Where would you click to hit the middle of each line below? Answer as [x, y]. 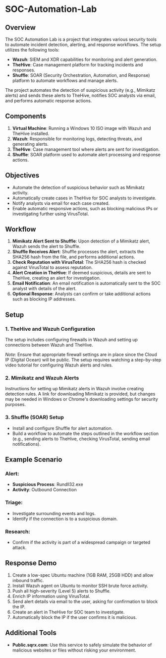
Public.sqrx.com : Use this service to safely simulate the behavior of [82, 645]
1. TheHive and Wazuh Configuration [50, 329]
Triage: [14, 503]
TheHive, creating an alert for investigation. [56, 278]
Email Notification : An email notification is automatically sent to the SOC [86, 283]
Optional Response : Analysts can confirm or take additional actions [82, 294]
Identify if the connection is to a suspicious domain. [65, 519]
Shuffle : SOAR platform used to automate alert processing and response [86, 154]
